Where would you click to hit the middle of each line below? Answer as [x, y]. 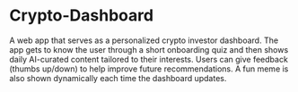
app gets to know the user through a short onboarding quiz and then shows [149, 49]
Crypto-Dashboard [82, 16]
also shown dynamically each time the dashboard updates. [118, 78]
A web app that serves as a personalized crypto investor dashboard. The [144, 40]
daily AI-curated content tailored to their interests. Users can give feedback [149, 59]
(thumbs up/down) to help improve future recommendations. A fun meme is [149, 69]
